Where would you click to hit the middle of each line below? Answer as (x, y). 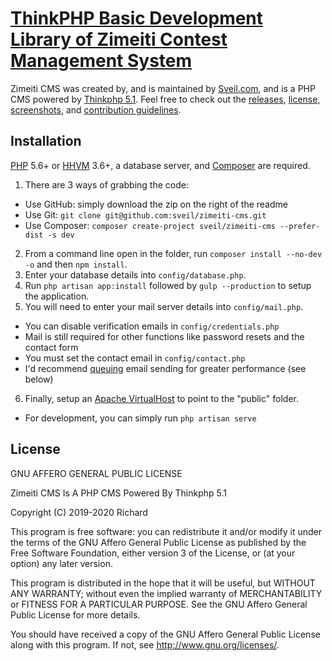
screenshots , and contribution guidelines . (96, 109)
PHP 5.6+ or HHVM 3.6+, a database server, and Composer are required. (160, 165)
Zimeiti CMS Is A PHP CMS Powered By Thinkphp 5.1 (118, 493)
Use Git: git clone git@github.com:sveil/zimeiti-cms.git (145, 214)
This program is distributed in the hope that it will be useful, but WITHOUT (163, 583)
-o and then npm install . (76, 264)
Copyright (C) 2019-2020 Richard (79, 512)
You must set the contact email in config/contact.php (135, 358)
